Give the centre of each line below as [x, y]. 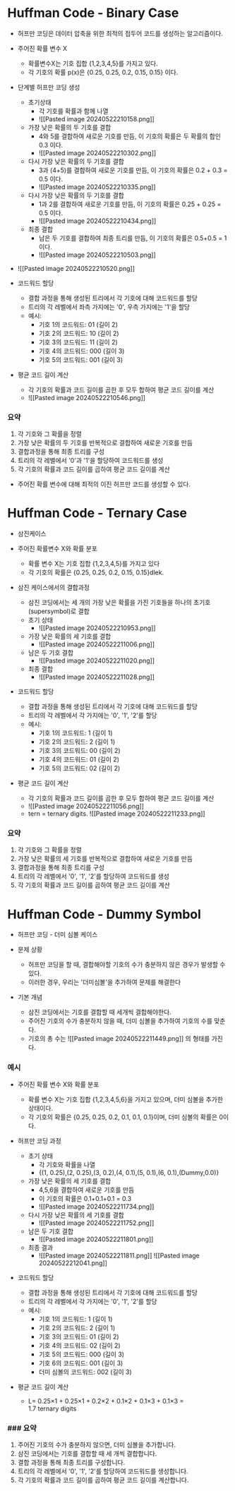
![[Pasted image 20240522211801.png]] [96, 1239]
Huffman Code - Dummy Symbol [104, 914]
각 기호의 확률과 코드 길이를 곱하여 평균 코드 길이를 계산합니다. [103, 1480]
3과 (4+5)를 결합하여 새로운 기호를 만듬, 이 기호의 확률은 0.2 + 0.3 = [133, 170]
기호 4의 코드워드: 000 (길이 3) [82, 351]
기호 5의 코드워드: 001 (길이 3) [81, 360]
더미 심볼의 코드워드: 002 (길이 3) [85, 1372]
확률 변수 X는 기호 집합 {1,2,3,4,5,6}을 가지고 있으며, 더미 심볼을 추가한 [126, 1099]
